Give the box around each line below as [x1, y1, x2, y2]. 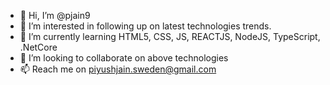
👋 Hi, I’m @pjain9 [19, 10, 91, 21]
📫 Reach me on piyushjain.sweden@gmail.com [19, 63, 217, 75]
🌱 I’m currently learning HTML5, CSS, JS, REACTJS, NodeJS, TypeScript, [19, 31, 321, 42]
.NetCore [19, 41, 58, 53]
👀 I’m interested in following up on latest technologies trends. [19, 20, 272, 32]
